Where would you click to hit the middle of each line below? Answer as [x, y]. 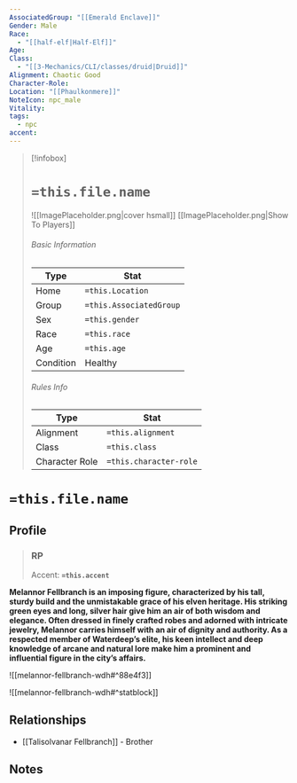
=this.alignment [141, 433]
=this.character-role [152, 462]
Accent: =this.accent [70, 575]
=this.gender [112, 320]
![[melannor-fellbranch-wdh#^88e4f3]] [81, 676]
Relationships [48, 720]
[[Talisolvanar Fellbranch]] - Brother [87, 741]
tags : [19, 116]
